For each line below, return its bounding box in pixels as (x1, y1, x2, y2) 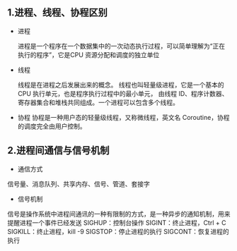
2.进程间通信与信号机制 (7, 145, 110, 157)
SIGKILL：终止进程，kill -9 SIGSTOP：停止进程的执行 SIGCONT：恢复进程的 (7, 227, 230, 235)
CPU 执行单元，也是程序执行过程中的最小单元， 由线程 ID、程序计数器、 (17, 89, 229, 97)
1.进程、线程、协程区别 (7, 6, 108, 19)
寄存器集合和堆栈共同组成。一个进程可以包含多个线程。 (17, 98, 179, 106)
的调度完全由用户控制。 (17, 122, 86, 130)
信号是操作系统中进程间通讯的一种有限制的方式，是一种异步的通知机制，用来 (7, 209, 231, 218)
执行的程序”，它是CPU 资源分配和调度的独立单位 (17, 50, 160, 59)
